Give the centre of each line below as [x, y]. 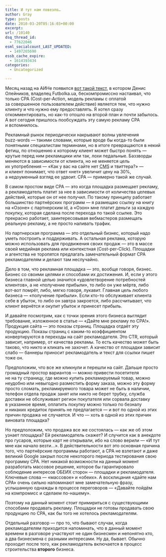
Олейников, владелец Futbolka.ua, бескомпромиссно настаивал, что [78, 93]
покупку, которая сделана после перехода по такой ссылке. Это [74, 213]
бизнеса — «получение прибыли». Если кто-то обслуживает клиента [79, 295]
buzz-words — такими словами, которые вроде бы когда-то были [75, 140]
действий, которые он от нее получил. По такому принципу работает [79, 197]
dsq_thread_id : [21, 38]
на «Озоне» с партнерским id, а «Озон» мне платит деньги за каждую [80, 208]
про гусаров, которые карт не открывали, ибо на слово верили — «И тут [83, 440]
